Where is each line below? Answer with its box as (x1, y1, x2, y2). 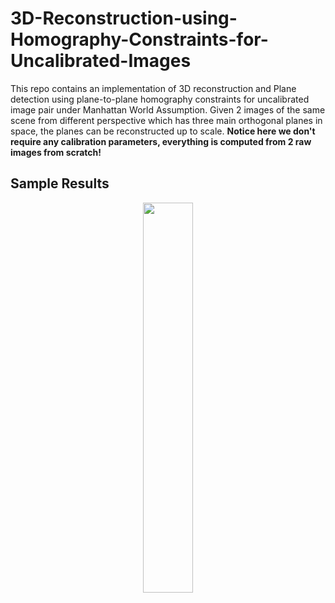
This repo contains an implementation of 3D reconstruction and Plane (10, 82, 297, 94)
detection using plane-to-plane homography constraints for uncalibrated (10, 93, 310, 105)
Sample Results (10, 175, 110, 192)
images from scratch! (10, 146, 102, 158)
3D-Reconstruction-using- (10, 7, 238, 30)
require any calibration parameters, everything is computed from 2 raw (10, 135, 312, 147)
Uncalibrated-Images (10, 50, 192, 72)
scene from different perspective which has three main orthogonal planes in (10, 114, 323, 126)
